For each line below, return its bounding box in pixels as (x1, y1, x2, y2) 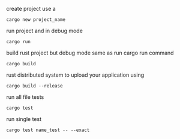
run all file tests (6, 93, 44, 101)
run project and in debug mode (6, 27, 83, 34)
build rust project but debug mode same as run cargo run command (6, 49, 174, 56)
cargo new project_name (6, 17, 66, 23)
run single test (6, 116, 42, 122)
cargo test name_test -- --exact (6, 127, 90, 133)
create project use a (6, 5, 56, 12)
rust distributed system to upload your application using (6, 71, 145, 78)
